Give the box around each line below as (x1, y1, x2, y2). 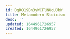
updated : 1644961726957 (5, 21, 56, 27)
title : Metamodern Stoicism (5, 12, 65, 17)
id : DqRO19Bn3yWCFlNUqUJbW (5, 7, 63, 13)
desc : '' (5, 17, 24, 22)
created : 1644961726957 (5, 26, 56, 31)
